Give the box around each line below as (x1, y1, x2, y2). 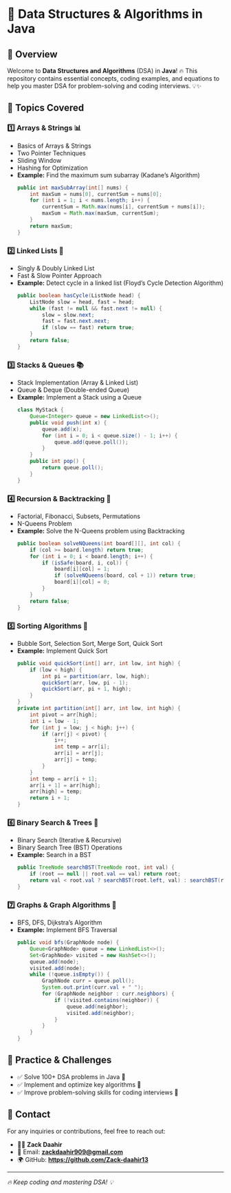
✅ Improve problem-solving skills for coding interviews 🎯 (16, 1088, 179, 1096)
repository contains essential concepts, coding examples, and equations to (7, 75, 220, 82)
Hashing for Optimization (16, 164, 88, 172)
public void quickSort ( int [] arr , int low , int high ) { (16, 660, 181, 667)
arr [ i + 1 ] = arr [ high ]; (30, 782, 101, 789)
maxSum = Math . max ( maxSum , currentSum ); (42, 210, 159, 217)
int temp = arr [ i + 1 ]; (30, 776, 98, 782)
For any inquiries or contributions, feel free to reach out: (7, 1127, 166, 1135)
